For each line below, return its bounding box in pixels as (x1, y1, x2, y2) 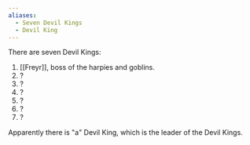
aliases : (8, 11, 37, 20)
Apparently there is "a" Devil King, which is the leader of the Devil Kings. (8, 128, 244, 137)
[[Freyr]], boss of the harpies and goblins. (19, 63, 156, 72)
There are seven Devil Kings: (8, 48, 101, 57)
